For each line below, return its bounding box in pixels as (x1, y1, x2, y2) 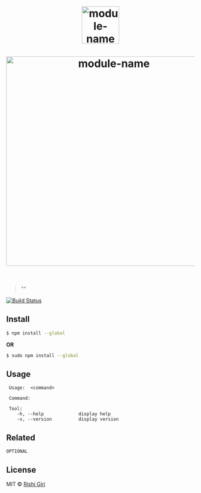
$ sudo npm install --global (6, 352, 79, 358)
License (6, 464, 36, 475)
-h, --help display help (17, 411, 111, 417)
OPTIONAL (6, 449, 28, 455)
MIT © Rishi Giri (6, 480, 46, 488)
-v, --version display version (17, 416, 119, 422)
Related (6, 433, 36, 443)
